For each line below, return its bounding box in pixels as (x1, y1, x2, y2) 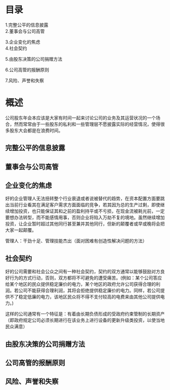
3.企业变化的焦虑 (5, 38, 40, 45)
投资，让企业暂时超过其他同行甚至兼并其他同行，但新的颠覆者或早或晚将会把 (5, 221, 165, 227)
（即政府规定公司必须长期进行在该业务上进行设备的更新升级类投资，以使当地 (5, 317, 165, 323)
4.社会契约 (5, 45, 27, 51)
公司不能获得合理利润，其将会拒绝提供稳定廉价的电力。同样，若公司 (18, 287, 160, 293)
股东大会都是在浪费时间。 (9, 127, 63, 134)
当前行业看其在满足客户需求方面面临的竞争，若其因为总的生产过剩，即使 (9, 202, 160, 208)
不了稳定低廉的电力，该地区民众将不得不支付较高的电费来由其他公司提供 (9, 294, 160, 300)
